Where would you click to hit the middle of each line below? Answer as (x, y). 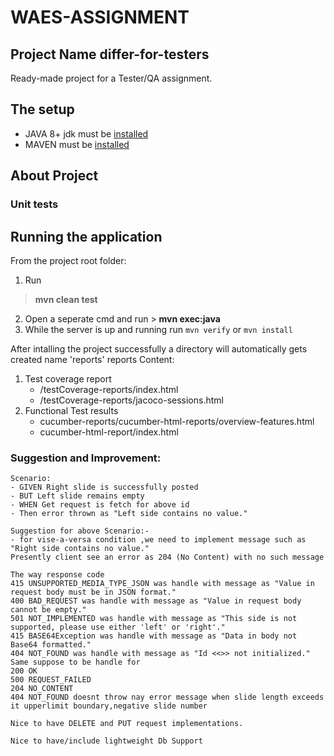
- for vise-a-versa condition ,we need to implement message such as (158, 540)
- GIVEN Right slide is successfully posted (104, 487)
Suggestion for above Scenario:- (80, 531)
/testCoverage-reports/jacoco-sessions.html (131, 400)
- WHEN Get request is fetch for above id (100, 505)
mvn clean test (66, 299)
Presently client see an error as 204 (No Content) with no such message (167, 557)
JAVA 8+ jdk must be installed (86, 133)
